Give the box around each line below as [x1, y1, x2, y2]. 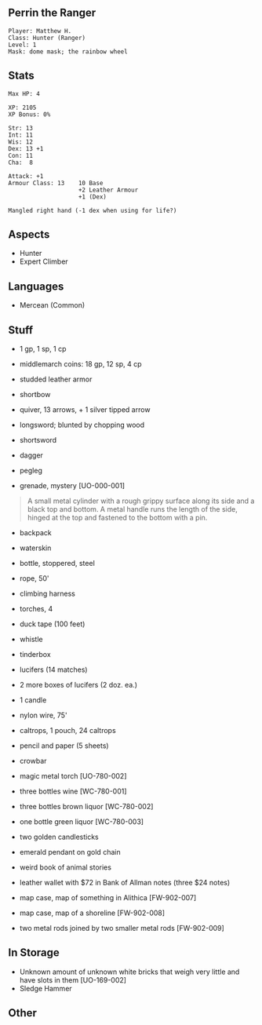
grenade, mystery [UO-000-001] [19, 481, 126, 491]
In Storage [8, 946, 60, 960]
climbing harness [19, 589, 76, 599]
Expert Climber [19, 257, 68, 266]
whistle [19, 635, 43, 644]
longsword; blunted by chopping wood [19, 420, 145, 430]
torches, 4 [19, 604, 53, 614]
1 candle [19, 695, 47, 705]
